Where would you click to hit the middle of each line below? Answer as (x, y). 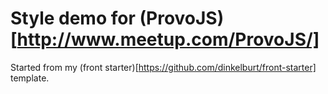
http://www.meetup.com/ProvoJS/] (168, 39)
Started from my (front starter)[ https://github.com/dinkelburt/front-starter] (163, 67)
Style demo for (73, 18)
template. (30, 78)
